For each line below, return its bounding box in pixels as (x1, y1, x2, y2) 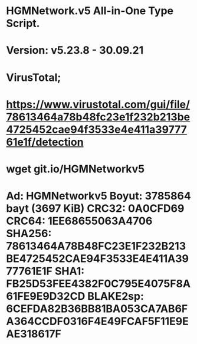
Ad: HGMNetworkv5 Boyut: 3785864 (6, 189, 192, 203)
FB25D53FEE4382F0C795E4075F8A (6, 277, 191, 290)
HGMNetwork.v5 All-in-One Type (6, 4, 174, 18)
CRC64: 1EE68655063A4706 (6, 214, 153, 228)
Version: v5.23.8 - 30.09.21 (6, 44, 144, 57)
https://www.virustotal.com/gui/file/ (6, 97, 191, 111)
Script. (6, 17, 40, 30)
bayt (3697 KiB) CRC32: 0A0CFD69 (6, 202, 185, 215)
